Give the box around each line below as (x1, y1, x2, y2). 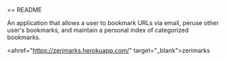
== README (7, 6, 42, 14)
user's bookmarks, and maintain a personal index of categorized (7, 26, 189, 34)
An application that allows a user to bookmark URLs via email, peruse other (7, 19, 219, 26)
